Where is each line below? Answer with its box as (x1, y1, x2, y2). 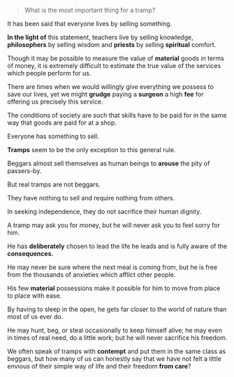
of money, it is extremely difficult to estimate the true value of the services (7, 62, 221, 69)
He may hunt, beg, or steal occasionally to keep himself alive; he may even (7, 326, 222, 334)
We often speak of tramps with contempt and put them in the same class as (7, 347, 226, 355)
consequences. (7, 249, 54, 258)
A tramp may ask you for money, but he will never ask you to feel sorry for (7, 221, 221, 229)
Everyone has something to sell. (7, 132, 99, 140)
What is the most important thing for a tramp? (24, 6, 156, 14)
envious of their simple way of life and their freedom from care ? (7, 362, 191, 370)
